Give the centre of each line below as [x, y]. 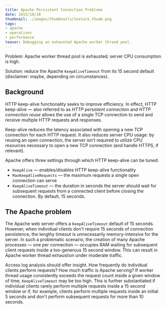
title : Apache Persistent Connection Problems [54, 10]
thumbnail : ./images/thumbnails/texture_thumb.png [58, 19]
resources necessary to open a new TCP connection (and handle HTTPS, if [82, 145]
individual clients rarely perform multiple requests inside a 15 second [75, 286]
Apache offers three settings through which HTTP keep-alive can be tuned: [82, 160]
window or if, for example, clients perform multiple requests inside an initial [82, 292]
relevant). [15, 151]
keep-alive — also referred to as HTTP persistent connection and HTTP [78, 109]
